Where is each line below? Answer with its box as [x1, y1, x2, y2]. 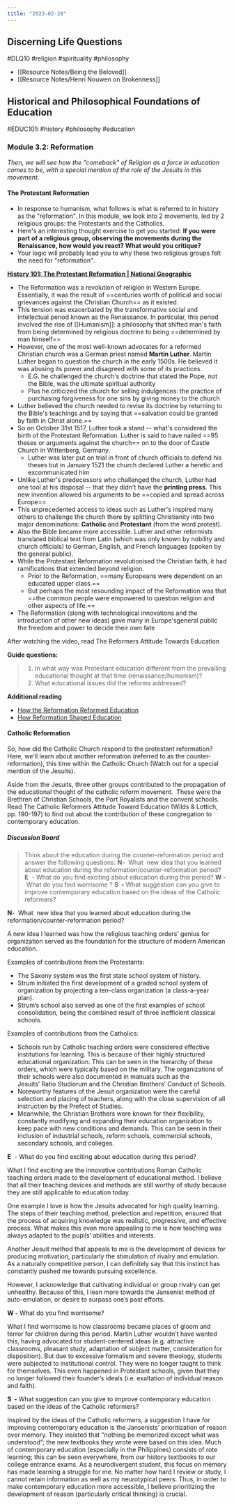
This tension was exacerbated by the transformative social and [17, 305, 198, 313]
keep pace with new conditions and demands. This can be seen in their [17, 1124, 222, 1132]
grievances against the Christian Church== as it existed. [17, 297, 179, 306]
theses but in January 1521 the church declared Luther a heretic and [27, 460, 224, 469]
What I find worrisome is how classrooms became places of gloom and [7, 1322, 211, 1330]
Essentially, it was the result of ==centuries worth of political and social [17, 290, 222, 299]
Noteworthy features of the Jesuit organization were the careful [17, 1087, 201, 1095]
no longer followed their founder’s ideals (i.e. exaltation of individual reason [7, 1373, 224, 1382]
